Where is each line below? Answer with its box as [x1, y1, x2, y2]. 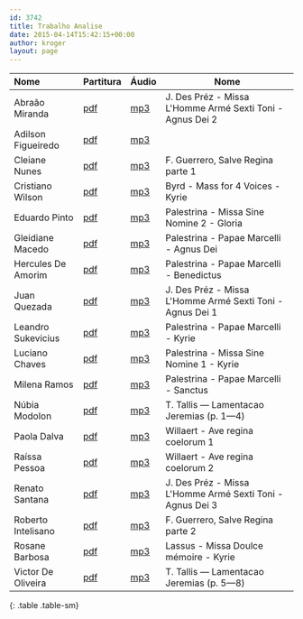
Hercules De [14, 258, 67, 271]
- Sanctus [165, 384, 209, 397]
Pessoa [14, 462, 46, 475]
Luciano [14, 346, 48, 359]
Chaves [14, 358, 47, 371]
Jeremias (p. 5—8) [165, 577, 245, 589]
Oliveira [14, 577, 47, 589]
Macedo [14, 243, 50, 255]
